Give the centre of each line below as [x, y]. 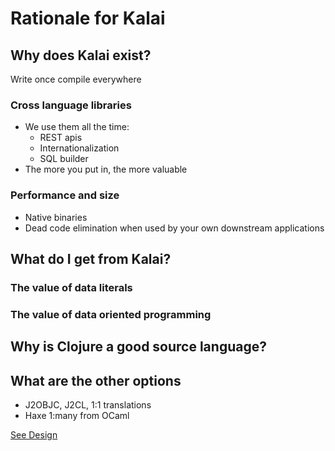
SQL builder [64, 159]
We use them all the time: [77, 127]
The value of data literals [71, 287]
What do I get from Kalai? [91, 258]
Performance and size [65, 195]
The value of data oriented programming [111, 314]
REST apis [61, 138]
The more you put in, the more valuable [106, 169]
